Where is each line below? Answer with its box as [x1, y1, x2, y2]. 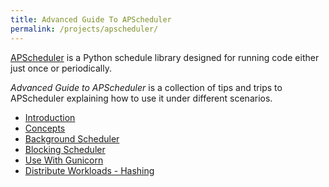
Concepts [24, 122, 66, 134]
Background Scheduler [24, 132, 120, 145]
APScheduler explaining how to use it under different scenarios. [10, 92, 273, 104]
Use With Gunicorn [24, 154, 104, 166]
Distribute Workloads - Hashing [24, 164, 155, 176]
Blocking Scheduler [24, 143, 106, 155]
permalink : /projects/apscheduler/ [10, 24, 159, 34]
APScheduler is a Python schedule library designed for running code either [10, 51, 320, 63]
